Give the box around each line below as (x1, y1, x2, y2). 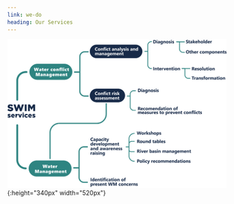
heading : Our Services (7, 18, 73, 26)
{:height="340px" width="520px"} (7, 189, 107, 197)
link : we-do (7, 11, 42, 18)
